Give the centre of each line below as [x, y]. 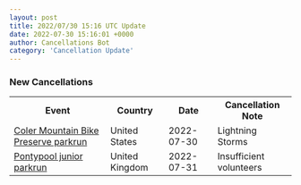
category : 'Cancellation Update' [72, 51]
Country [135, 111]
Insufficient [241, 156]
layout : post [34, 17]
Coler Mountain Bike [56, 130]
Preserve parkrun [51, 142]
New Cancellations [52, 82]
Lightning [237, 130]
